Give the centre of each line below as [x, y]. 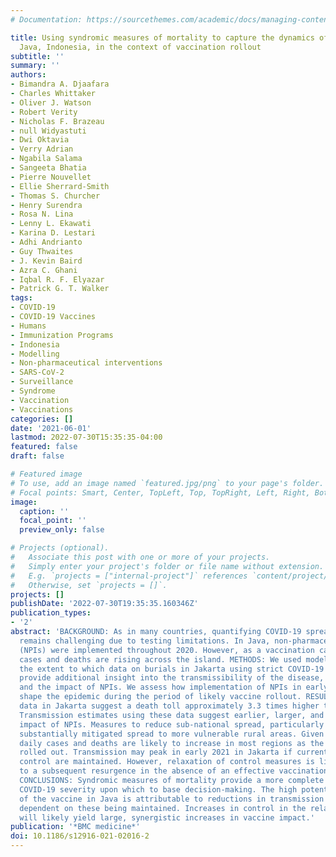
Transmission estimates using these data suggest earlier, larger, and [172, 715]
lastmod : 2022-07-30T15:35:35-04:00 [86, 437]
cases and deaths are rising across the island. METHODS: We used [160, 659]
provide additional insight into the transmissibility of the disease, [172, 678]
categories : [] [42, 419]
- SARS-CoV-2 [37, 372]
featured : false [44, 447]
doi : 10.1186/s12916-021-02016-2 [80, 836]
